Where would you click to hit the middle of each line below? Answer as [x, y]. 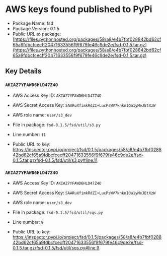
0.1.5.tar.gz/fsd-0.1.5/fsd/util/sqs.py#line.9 [56, 247]
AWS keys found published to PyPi [79, 9]
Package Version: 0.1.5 [36, 28]
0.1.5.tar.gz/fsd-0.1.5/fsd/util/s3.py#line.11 [55, 160]
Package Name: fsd [33, 23]
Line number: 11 [29, 134]
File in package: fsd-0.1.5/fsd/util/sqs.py [58, 212]
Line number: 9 [28, 222]
